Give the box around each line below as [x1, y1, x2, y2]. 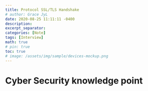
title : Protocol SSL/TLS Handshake [5, 7, 79, 12]
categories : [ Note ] [5, 30, 46, 35]
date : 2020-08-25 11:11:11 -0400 [5, 16, 75, 21]
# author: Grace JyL [5, 12, 48, 17]
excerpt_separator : [5, 26, 46, 31]
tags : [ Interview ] [5, 35, 43, 40]
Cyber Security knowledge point [5, 75, 143, 86]
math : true [5, 40, 28, 45]
